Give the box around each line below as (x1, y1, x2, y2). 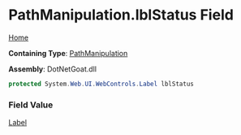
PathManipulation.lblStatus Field (8, 6, 234, 24)
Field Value (8, 99, 54, 111)
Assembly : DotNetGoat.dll (8, 63, 97, 74)
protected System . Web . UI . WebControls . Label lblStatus (8, 80, 195, 88)
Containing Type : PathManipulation (8, 48, 128, 58)
